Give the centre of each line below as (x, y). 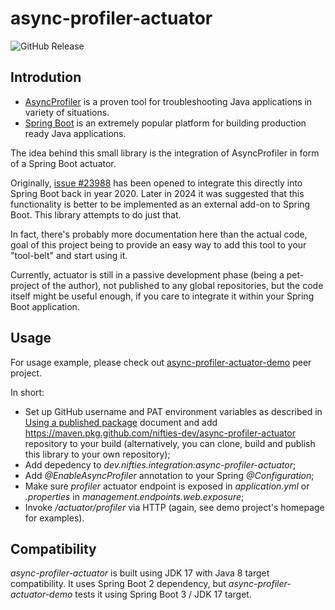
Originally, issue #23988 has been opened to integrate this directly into (156, 183)
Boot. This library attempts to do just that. (96, 214)
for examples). (54, 518)
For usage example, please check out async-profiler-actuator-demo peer (161, 362)
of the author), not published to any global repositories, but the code (182, 285)
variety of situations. (67, 112)
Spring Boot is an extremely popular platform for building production (165, 123)
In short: (27, 392)
